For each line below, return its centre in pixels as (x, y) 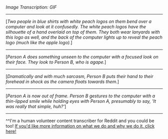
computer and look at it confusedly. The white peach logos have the (76, 27)
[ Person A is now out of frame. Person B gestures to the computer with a (81, 96)
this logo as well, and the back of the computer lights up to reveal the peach (84, 37)
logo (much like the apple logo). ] (39, 42)
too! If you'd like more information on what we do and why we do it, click (80, 126)
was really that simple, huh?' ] (36, 106)
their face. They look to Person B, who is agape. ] (56, 62)
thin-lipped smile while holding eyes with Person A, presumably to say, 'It (81, 101)
